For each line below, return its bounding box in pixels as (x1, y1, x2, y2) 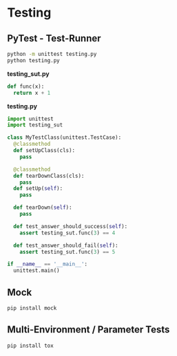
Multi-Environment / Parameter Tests (7, 324, 170, 336)
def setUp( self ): (13, 185, 63, 192)
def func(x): (7, 83, 45, 90)
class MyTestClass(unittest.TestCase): (7, 134, 122, 141)
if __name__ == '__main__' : (7, 261, 88, 268)
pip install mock (7, 304, 57, 312)
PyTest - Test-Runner (7, 32, 101, 44)
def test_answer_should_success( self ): (13, 223, 128, 229)
